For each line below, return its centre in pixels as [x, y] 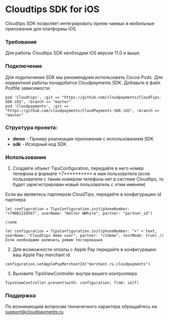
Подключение [24, 66]
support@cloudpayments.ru [34, 312]
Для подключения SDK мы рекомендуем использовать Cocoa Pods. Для [84, 77]
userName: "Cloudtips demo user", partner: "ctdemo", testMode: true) [81, 236]
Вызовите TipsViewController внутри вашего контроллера [75, 274]
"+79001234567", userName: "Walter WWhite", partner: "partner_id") [79, 214]
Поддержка [21, 296]
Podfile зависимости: [28, 88]
